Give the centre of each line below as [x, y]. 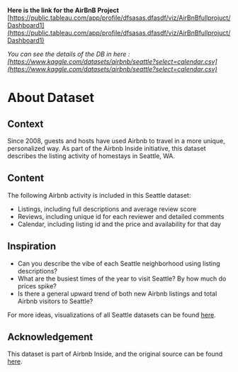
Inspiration [32, 246]
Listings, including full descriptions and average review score [107, 209]
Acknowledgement [50, 337]
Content [26, 178]
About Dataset [51, 98]
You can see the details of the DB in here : [69, 54]
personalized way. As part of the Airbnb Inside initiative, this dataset [107, 148]
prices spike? [37, 286]
